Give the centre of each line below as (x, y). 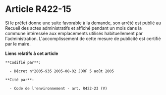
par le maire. (18, 44)
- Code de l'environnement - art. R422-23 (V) (58, 88)
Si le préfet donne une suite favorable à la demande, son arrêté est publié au (83, 23)
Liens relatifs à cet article (32, 53)
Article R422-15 (38, 9)
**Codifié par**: (23, 62)
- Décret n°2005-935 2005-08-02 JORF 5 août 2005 (62, 71)
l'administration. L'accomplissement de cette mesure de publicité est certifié (83, 39)
